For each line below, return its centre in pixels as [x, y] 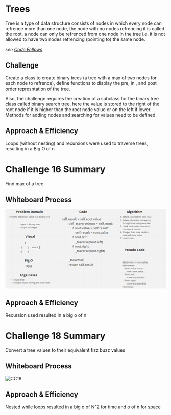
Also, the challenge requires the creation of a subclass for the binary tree [82, 98]
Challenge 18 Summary [55, 336]
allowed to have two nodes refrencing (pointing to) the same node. [75, 39]
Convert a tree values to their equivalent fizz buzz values [65, 350]
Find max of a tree [25, 183]
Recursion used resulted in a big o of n [46, 315]
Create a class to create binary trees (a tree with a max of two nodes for [81, 78]
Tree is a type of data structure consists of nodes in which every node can [83, 23]
